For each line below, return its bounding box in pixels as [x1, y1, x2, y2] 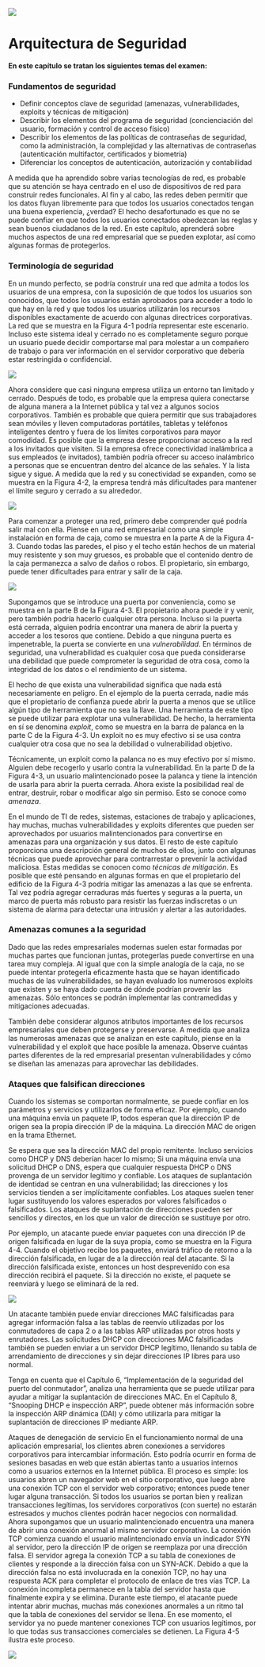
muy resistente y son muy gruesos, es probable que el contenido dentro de [8, 550, 253, 559]
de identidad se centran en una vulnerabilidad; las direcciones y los [8, 1179, 228, 1189]
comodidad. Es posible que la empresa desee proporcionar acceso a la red [8, 435, 253, 444]
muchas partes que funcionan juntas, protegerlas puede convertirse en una [8, 951, 255, 960]
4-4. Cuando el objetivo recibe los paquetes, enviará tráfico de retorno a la [8, 1246, 252, 1255]
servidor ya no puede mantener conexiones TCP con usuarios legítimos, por [8, 1619, 257, 1628]
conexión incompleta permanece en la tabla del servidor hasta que [8, 1584, 226, 1594]
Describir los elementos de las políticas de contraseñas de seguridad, [19, 133, 248, 142]
